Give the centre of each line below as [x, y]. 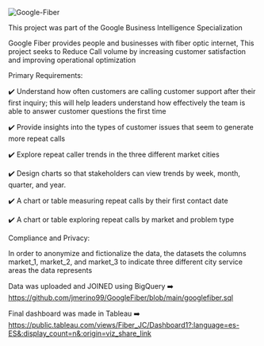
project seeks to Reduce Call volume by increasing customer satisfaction [127, 51]
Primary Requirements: [46, 75]
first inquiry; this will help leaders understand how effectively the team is [127, 103]
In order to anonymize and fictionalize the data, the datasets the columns [128, 253]
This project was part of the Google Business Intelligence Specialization [126, 27]
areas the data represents [50, 270]
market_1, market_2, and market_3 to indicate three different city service [126, 262]
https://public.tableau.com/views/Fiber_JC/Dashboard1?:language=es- [124, 325]
